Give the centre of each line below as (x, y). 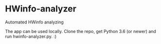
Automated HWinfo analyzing (35, 22)
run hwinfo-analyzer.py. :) (31, 36)
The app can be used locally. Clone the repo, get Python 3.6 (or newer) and (81, 31)
